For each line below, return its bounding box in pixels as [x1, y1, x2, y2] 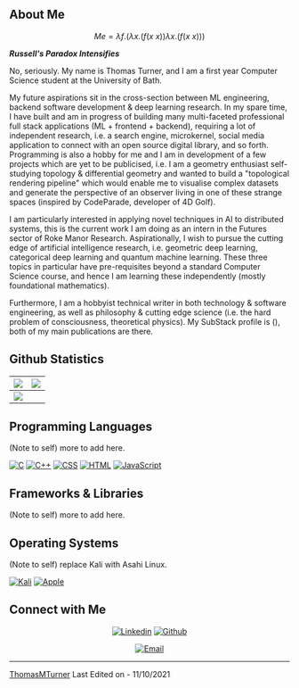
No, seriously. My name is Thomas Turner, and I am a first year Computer [9, 65, 279, 76]
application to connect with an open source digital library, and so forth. [9, 139, 269, 150]
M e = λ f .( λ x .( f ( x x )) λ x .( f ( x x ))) [93, 30, 206, 41]
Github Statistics [9, 352, 104, 367]
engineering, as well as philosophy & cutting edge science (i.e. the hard [9, 307, 271, 318]
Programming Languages [9, 419, 153, 435]
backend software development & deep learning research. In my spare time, [9, 102, 287, 112]
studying [9, 168, 42, 178]
